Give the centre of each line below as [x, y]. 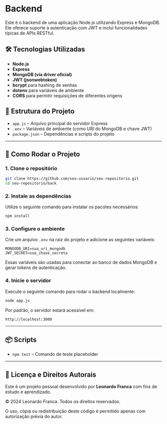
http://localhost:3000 [29, 319]
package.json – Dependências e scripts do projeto [63, 134]
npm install [17, 216]
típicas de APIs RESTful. [30, 33]
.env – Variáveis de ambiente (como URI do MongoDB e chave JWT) [82, 129]
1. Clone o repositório [31, 168]
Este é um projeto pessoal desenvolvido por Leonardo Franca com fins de [81, 387]
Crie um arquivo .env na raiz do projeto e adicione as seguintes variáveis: [80, 240]
